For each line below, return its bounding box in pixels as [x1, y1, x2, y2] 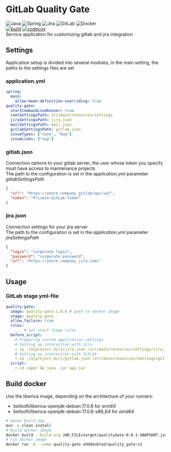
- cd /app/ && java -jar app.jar [15, 366, 86, 371]
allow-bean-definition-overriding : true [15, 98, 101, 104]
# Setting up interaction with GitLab [15, 351, 97, 356]
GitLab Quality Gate [6, 4, 90, 15]
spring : [6, 89, 22, 95]
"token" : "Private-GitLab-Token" [10, 195, 81, 200]
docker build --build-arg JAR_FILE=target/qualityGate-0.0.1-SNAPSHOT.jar [6, 432, 167, 438]
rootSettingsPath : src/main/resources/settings [10, 113, 113, 118]
